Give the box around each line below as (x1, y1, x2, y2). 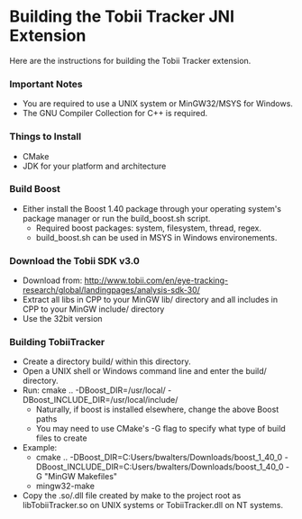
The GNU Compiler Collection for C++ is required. (22, 108, 208, 119)
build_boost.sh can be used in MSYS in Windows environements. (35, 232, 278, 242)
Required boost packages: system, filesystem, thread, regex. (35, 223, 262, 233)
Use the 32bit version (22, 314, 103, 324)
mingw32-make (35, 480, 95, 492)
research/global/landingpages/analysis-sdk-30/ (22, 285, 201, 296)
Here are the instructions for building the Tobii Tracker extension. (9, 55, 252, 66)
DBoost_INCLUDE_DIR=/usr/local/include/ (22, 395, 178, 405)
